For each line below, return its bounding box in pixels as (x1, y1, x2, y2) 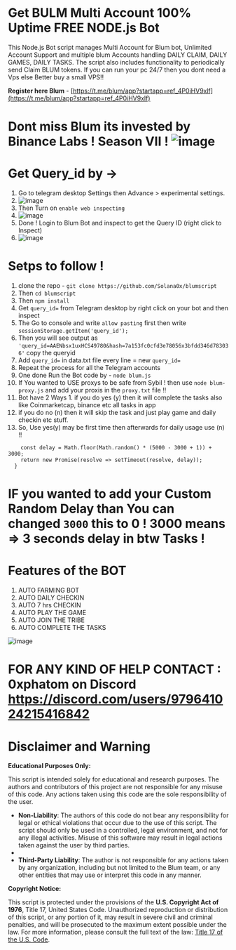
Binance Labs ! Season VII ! (8, 133, 169, 150)
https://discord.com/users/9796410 (8, 692, 223, 707)
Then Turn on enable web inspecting (18, 204, 125, 212)
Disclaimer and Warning (8, 739, 151, 754)
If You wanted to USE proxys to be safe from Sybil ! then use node (18, 378, 207, 387)
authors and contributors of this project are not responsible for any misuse (8, 783, 223, 791)
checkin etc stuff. (18, 416, 69, 424)
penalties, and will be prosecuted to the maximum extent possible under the (8, 921, 227, 929)
